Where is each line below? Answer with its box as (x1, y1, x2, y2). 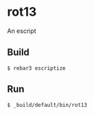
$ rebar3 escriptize (7, 64, 67, 72)
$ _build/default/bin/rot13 (7, 101, 88, 108)
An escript (7, 27, 36, 35)
